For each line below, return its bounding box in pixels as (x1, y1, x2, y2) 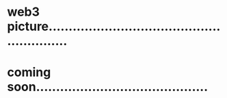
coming (7, 64, 51, 80)
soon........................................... (7, 79, 209, 95)
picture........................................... (7, 19, 221, 34)
